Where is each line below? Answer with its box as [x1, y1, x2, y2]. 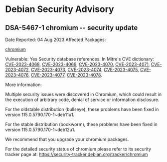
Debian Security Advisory [5, 3, 114, 15]
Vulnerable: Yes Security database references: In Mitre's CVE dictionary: [5, 56, 155, 62]
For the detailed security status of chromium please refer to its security [5, 146, 151, 152]
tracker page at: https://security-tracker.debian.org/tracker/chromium [5, 151, 148, 157]
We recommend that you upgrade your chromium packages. [5, 136, 129, 142]
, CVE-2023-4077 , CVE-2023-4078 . [28, 72, 102, 78]
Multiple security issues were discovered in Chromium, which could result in [5, 91, 162, 97]
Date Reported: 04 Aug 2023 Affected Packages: [5, 36, 106, 42]
